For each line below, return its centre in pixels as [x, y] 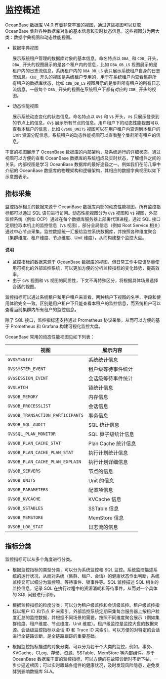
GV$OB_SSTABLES [25, 508]
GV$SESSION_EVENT [28, 378]
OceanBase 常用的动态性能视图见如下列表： [50, 337]
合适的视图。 [25, 286]
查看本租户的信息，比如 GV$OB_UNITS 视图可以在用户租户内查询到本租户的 [86, 129]
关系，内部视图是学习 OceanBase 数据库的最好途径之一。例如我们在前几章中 [83, 164]
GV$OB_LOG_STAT [25, 527]
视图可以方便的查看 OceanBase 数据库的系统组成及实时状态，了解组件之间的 [83, 158]
